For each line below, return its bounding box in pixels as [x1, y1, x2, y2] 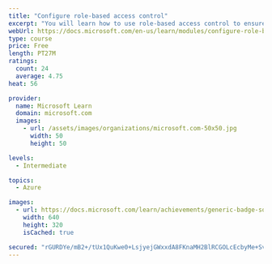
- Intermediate [15, 161, 67, 170]
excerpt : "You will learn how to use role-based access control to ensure [8, 19, 266, 28]
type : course [8, 34, 53, 43]
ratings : [8, 57, 38, 66]
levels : [8, 154, 35, 162]
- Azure [15, 184, 42, 192]
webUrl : [8, 27, 35, 35]
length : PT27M [8, 49, 57, 57]
